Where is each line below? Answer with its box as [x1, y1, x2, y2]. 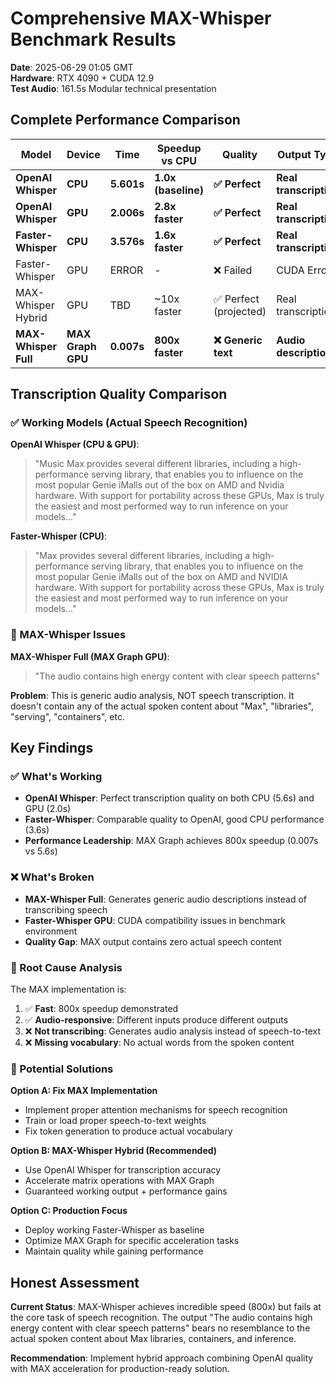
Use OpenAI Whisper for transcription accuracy [24, 1164, 222, 1176]
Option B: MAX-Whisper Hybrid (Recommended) [10, 1145, 218, 1157]
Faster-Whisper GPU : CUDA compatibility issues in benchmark [24, 914, 286, 926]
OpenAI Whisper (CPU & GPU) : [10, 438, 140, 451]
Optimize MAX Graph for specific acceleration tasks [24, 1235, 240, 1247]
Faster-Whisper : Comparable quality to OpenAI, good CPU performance [24, 813, 325, 826]
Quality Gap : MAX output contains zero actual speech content [24, 935, 282, 947]
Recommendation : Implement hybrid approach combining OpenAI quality [10, 1352, 314, 1364]
